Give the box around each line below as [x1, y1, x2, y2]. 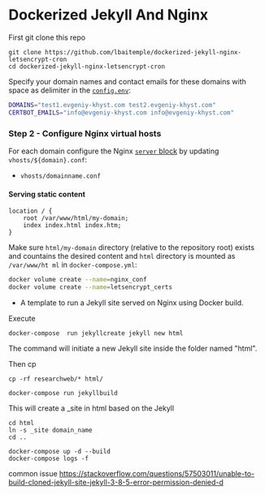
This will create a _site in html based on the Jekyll [8, 403, 175, 413]
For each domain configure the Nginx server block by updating [8, 146, 219, 156]
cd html [8, 419, 35, 427]
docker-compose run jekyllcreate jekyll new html [8, 329, 184, 338]
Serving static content [8, 189, 85, 199]
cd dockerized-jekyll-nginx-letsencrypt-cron [8, 62, 165, 71]
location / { [8, 207, 53, 216]
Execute [8, 313, 36, 323]
